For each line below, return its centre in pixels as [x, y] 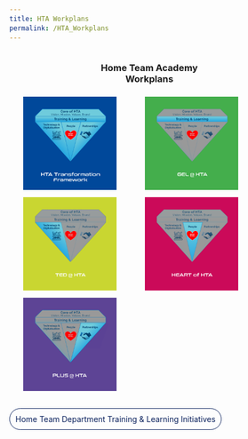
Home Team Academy [149, 68]
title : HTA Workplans [49, 19]
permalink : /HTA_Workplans [59, 28]
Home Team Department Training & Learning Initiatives [116, 419]
